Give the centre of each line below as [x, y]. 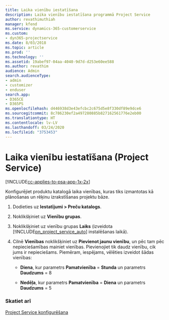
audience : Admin [22, 71]
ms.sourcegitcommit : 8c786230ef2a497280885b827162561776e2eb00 [73, 113]
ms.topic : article [25, 48]
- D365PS [14, 104]
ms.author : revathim [27, 66]
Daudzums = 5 [36, 288]
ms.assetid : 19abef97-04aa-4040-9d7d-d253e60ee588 [60, 62]
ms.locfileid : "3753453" [31, 132]
